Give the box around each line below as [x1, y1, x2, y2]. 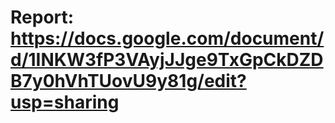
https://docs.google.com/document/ [10, 27, 325, 50]
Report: [10, 6, 75, 29]
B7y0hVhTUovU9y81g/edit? [10, 70, 247, 93]
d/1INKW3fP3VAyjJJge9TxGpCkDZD [10, 49, 324, 71]
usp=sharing [10, 91, 120, 114]
